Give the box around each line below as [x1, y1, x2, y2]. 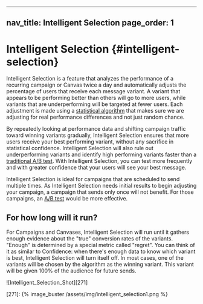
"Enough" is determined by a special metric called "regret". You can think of [6, 242, 195, 249]
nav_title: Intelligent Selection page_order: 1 [6, 18, 174, 28]
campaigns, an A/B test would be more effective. [6, 195, 128, 202]
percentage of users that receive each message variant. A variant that [6, 88, 181, 95]
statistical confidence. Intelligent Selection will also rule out [6, 145, 154, 152]
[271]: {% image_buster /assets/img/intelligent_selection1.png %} [6, 291, 168, 298]
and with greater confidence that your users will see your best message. [6, 164, 187, 171]
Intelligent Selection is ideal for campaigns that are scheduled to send [6, 176, 180, 183]
